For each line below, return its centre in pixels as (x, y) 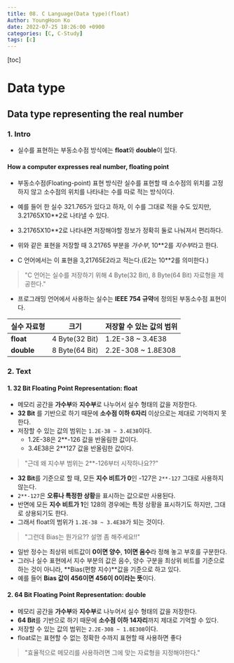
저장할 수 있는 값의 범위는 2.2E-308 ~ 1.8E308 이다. (88, 629)
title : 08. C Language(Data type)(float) (69, 14)
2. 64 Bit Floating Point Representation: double (77, 594)
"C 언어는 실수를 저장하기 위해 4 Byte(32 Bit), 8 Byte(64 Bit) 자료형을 (120, 275)
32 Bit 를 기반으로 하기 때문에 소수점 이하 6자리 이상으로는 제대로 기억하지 (118, 413)
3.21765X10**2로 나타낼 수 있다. (63, 215)
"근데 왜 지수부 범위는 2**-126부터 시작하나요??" (91, 463)
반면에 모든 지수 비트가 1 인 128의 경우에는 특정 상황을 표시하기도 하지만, (115, 504)
